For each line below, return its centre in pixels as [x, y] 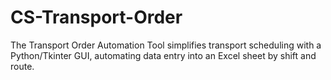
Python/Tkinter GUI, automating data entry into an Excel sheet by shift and [163, 55]
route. [22, 66]
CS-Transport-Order [96, 17]
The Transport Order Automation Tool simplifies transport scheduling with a [166, 45]
